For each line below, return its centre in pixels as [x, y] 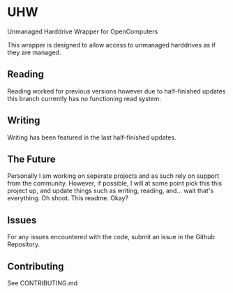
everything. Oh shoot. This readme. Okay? [68, 198]
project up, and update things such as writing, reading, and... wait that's [111, 191]
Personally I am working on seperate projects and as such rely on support [113, 176]
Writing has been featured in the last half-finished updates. [92, 137]
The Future [31, 159]
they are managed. [34, 52]
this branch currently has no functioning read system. [84, 98]
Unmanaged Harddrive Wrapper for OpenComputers [83, 31]
